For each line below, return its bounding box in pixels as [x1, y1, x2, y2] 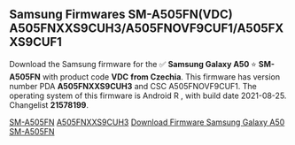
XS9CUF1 [9, 34, 62, 50]
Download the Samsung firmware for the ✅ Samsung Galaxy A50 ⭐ [9, 58, 257, 69]
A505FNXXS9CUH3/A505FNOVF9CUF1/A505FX [9, 21, 284, 36]
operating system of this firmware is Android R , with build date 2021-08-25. [9, 90, 287, 101]
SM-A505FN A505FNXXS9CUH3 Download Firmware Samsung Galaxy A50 [9, 117, 285, 127]
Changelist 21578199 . [9, 99, 89, 110]
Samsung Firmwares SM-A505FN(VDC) [9, 7, 233, 22]
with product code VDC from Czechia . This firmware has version [43, 71, 281, 82]
